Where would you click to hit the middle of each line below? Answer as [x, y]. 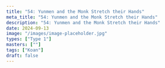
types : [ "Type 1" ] [29, 39]
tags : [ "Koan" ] [25, 50]
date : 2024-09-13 [28, 28]
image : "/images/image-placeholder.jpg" [57, 34]
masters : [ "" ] [24, 45]
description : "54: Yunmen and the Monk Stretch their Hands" [83, 22]
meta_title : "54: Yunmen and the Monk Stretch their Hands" [82, 17]
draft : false [22, 56]
